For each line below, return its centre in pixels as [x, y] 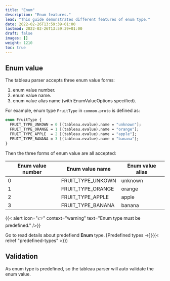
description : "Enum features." [38, 15]
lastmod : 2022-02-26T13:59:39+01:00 [44, 29]
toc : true [16, 48]
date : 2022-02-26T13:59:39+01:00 [40, 24]
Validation [22, 256]
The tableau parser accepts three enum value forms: [60, 80]
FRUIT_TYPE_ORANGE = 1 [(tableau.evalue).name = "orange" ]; [74, 130]
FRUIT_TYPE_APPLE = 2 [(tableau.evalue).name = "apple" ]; [73, 134]
